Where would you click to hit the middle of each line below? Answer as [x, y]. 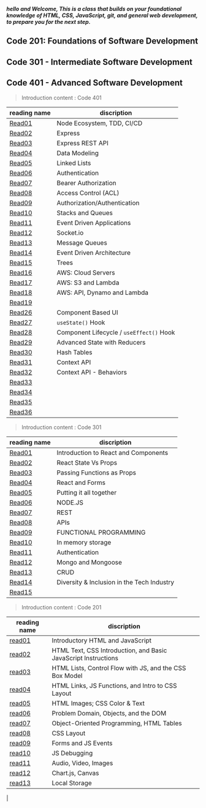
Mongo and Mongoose [90, 562]
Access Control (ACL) [88, 192]
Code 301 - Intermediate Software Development [100, 62]
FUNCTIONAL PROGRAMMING [101, 532]
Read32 [21, 372]
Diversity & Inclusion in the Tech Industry [116, 582]
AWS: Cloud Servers [86, 272]
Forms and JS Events [82, 743]
